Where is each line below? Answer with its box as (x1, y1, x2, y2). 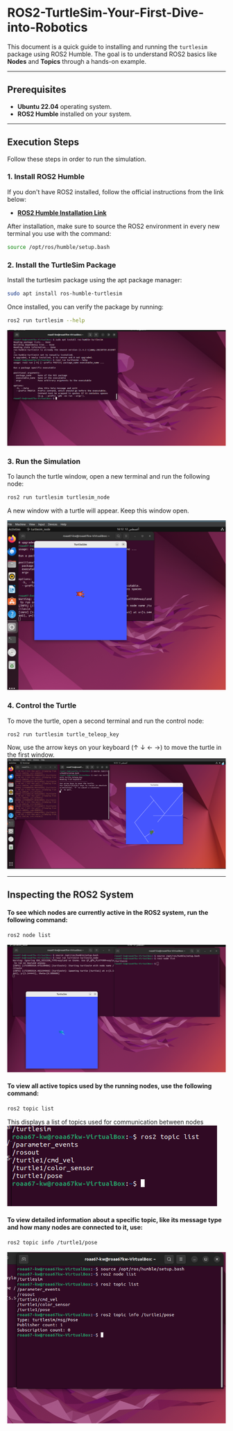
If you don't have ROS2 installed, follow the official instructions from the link (7, 187, 224, 196)
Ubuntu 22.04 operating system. (17, 102, 112, 110)
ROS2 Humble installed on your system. (17, 110, 132, 118)
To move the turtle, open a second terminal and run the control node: (7, 717, 205, 725)
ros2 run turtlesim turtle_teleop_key (7, 730, 119, 738)
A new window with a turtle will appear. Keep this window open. (7, 506, 189, 515)
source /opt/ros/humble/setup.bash (7, 243, 110, 250)
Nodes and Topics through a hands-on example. (7, 57, 147, 65)
